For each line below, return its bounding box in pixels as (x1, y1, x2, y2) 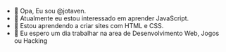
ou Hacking (13, 37, 48, 45)
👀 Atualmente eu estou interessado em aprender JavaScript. (13, 14, 189, 22)
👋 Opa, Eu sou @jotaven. (13, 7, 87, 15)
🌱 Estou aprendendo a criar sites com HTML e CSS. (13, 22, 164, 30)
